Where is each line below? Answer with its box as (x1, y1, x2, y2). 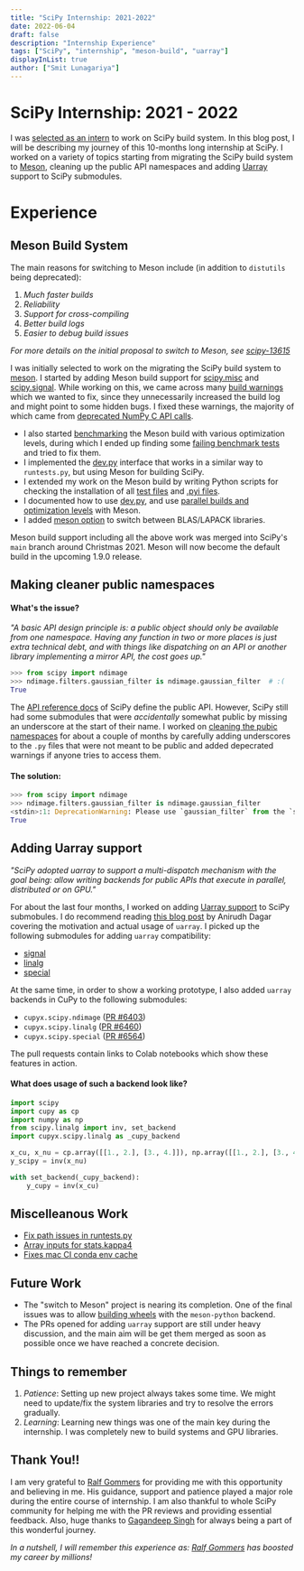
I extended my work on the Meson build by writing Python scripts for (23, 476, 279, 487)
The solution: (10, 770, 61, 781)
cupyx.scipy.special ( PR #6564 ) (23, 1030, 146, 1041)
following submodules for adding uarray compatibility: (10, 930, 211, 941)
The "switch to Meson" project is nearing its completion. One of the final (23, 1299, 292, 1310)
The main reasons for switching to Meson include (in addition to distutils (10, 262, 286, 273)
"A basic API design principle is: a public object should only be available (10, 622, 279, 633)
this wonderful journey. (10, 1524, 97, 1535)
